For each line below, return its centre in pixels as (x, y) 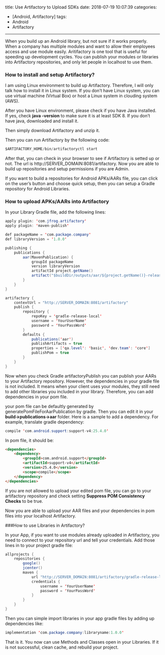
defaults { (34, 334)
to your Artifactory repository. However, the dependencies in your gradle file (82, 381)
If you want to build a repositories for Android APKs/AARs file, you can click (82, 178)
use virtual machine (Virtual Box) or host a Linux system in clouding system (81, 96)
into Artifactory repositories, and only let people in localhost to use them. (79, 62)
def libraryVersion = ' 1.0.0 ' (36, 239)
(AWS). (12, 101)
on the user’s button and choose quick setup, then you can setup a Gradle (80, 184)
